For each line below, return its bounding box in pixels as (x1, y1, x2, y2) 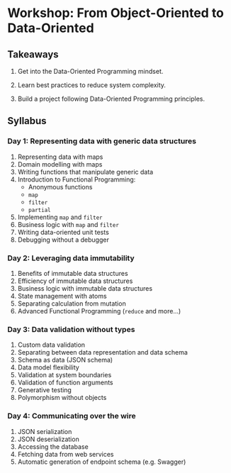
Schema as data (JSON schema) (17, 356, 113, 365)
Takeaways (7, 48, 59, 60)
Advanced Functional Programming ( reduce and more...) (17, 306, 181, 315)
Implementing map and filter (17, 213, 103, 221)
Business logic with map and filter (17, 220, 119, 228)
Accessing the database (17, 442, 89, 451)
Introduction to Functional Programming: (17, 175, 136, 184)
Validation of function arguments (17, 378, 113, 387)
